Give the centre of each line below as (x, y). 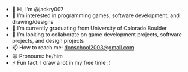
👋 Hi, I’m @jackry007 (38, 9)
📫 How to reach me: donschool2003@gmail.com (73, 47)
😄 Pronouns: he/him (37, 56)
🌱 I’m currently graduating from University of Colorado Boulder (90, 28)
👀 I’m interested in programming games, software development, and (95, 15)
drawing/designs (33, 22)
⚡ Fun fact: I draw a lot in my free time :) (61, 63)
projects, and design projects (48, 41)
